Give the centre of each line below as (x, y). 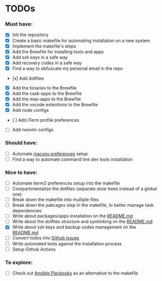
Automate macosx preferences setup (50, 153)
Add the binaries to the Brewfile (44, 88)
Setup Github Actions (34, 249)
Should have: (21, 143)
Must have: (19, 24)
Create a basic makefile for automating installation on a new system (81, 41)
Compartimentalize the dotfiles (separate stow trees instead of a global (84, 189)
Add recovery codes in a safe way (47, 63)
